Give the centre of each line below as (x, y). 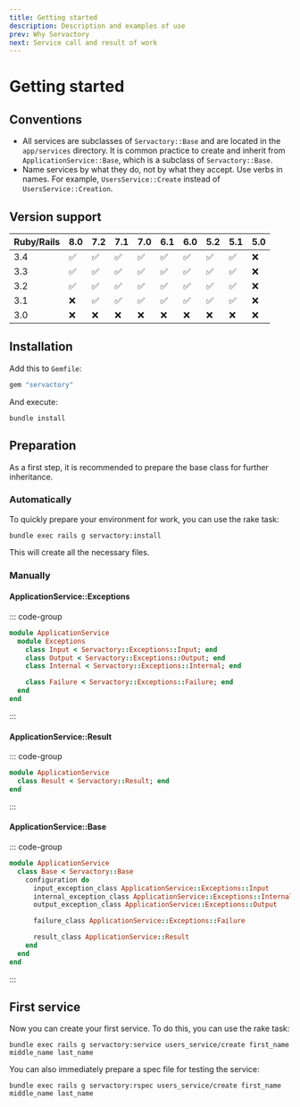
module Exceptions (52, 641)
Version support (55, 217)
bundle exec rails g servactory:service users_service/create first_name (150, 1045)
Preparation (43, 446)
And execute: (33, 401)
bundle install (37, 418)
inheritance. (31, 477)
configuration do (58, 880)
